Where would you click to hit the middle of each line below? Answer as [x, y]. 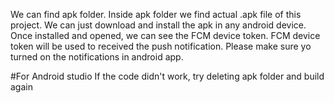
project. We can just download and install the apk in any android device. [158, 25]
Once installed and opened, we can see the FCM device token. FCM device [165, 35]
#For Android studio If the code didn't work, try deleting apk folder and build [167, 76]
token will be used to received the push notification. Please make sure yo [161, 46]
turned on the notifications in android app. [97, 57]
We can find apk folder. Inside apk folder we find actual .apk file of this [156, 14]
